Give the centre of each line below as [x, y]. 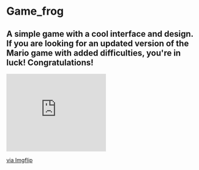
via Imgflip [20, 160]
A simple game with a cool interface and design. [100, 34]
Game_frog [35, 11]
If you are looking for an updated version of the [98, 43]
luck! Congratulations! [50, 62]
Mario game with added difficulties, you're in [94, 53]
